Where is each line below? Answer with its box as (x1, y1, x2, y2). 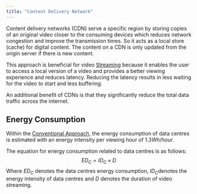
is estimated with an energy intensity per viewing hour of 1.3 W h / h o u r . (6, 136, 175, 143)
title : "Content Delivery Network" (6, 8, 94, 15)
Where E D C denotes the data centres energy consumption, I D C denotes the (6, 168, 187, 176)
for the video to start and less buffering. (6, 80, 103, 87)
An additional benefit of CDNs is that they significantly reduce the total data (6, 91, 189, 98)
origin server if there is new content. (6, 49, 94, 56)
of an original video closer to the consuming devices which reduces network (6, 31, 192, 38)
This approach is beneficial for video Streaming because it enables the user (6, 61, 189, 68)
